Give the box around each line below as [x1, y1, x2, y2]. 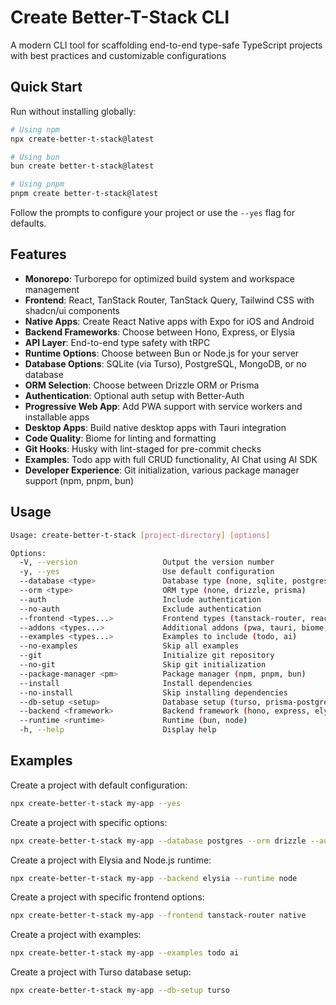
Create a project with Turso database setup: [10, 966, 192, 978]
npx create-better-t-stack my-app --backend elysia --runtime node [10, 873, 298, 883]
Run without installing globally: [10, 105, 137, 117]
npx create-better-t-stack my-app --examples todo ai [10, 948, 240, 958]
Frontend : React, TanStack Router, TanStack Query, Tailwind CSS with [24, 294, 315, 306]
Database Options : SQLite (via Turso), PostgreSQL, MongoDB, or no [24, 357, 307, 370]
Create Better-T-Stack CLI [10, 6, 230, 29]
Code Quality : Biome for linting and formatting [24, 432, 217, 444]
